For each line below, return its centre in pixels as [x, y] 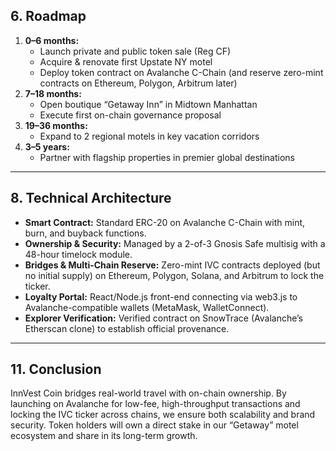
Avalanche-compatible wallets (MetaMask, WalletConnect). [147, 307]
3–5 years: [47, 146]
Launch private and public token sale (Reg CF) [135, 51]
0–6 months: [52, 40]
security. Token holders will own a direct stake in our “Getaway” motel [154, 425]
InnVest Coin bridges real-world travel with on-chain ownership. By [148, 393]
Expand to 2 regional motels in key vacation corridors [149, 136]
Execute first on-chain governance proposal [130, 115]
